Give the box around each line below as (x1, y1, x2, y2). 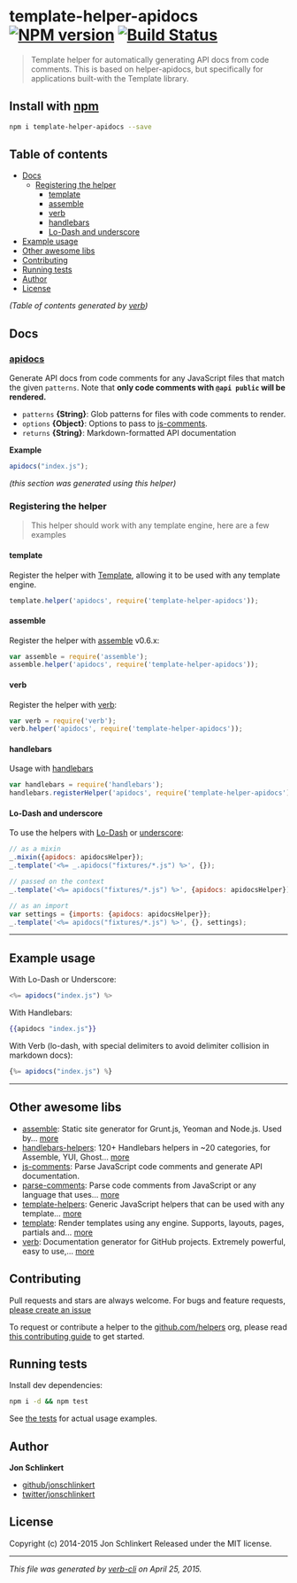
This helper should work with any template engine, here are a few (30, 520, 270, 531)
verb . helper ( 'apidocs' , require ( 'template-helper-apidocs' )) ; (9, 725, 243, 733)
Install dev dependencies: (9, 1380, 103, 1391)
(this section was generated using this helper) (9, 478, 177, 488)
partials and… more (21, 1227, 94, 1238)
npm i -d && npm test (9, 1397, 89, 1406)
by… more (21, 1132, 59, 1144)
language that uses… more (21, 1189, 120, 1199)
